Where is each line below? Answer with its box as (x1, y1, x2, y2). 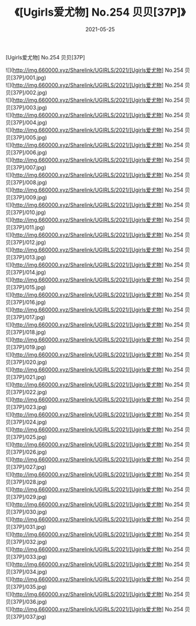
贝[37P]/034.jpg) (5, 568, 47, 575)
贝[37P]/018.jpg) (5, 328, 46, 335)
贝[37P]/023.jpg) (5, 403, 47, 410)
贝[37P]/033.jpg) (5, 553, 47, 560)
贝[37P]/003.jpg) (5, 104, 47, 111)
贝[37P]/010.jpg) (5, 208, 46, 216)
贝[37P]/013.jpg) (5, 253, 46, 261)
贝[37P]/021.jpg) (5, 373, 46, 380)
